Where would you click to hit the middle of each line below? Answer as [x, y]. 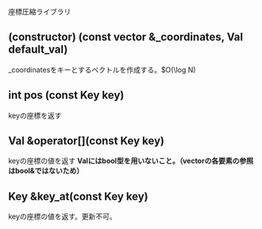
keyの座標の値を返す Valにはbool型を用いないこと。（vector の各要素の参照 [131, 161]
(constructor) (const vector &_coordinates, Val [126, 37]
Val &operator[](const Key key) [87, 141]
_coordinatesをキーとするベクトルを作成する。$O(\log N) [102, 69]
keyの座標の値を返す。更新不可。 [62, 216]
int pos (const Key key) [66, 95]
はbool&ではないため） [46, 171]
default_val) [38, 50]
